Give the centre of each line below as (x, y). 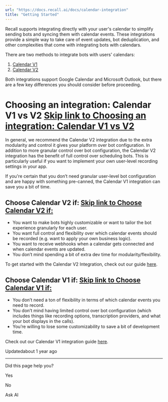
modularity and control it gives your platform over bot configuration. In (77, 145)
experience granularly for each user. (50, 228)
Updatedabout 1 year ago (31, 351)
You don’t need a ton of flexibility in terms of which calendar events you (86, 300)
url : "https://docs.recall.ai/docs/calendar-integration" (67, 10)
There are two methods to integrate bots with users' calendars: (70, 54)
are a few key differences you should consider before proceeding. (73, 84)
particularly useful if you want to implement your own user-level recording (81, 161)
